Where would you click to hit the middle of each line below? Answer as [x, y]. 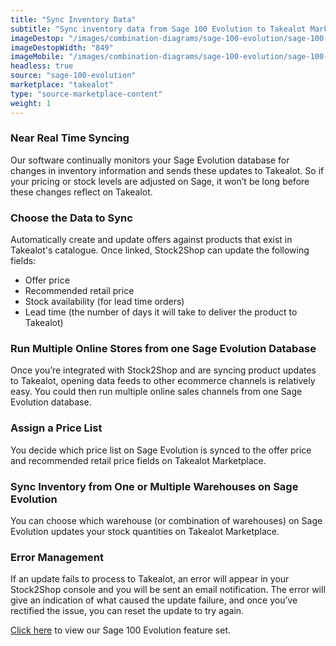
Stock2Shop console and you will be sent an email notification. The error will [168, 590]
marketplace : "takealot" [62, 85]
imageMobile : [37, 57]
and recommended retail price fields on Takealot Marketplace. [138, 460]
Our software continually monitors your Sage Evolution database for [150, 160]
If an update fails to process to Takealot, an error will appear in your [150, 579]
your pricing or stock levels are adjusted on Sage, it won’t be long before [160, 181]
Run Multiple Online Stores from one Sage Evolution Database [163, 349]
